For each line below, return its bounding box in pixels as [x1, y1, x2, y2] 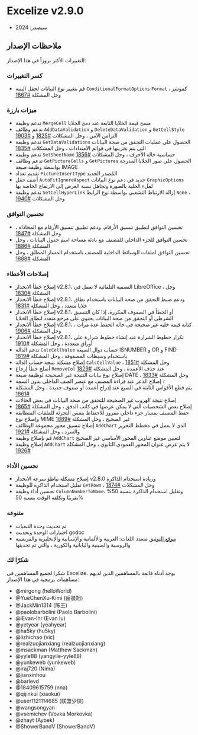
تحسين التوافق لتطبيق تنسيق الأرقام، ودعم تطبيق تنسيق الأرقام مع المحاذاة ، [15, 223, 183, 231]
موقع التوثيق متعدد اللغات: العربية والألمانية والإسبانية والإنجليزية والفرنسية [15, 535, 176, 542]
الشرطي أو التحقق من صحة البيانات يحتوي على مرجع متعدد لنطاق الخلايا [15, 314, 174, 321]
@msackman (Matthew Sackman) [15, 646, 98, 653]
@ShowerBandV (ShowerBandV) [15, 723, 96, 730]
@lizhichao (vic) [15, 633, 55, 641]
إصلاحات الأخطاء [7, 270, 49, 278]
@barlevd [15, 678, 39, 685]
